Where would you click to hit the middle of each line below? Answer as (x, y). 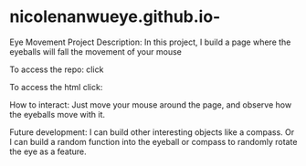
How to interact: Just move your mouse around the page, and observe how (151, 104)
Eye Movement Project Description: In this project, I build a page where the (150, 42)
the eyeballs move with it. (58, 114)
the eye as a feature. (48, 151)
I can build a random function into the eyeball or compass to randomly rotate (153, 141)
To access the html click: (56, 87)
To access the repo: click (57, 69)
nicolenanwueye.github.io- (115, 17)
